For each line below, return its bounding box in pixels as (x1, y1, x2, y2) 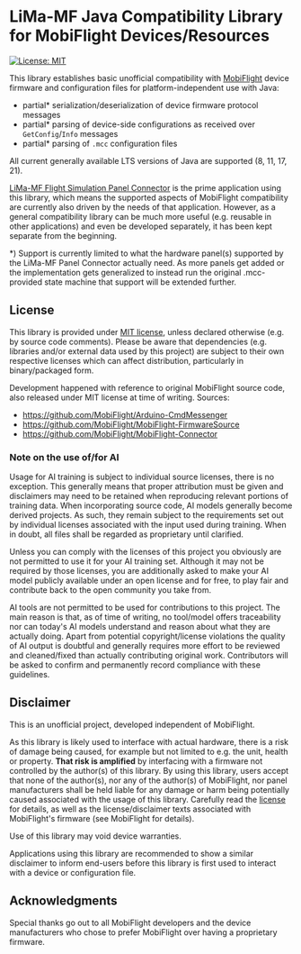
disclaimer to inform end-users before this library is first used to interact (9, 858, 277, 868)
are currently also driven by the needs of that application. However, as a (9, 201, 276, 213)
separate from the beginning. (9, 230, 118, 241)
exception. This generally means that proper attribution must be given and (9, 481, 284, 492)
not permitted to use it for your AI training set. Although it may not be (9, 556, 265, 567)
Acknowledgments (9, 894, 119, 909)
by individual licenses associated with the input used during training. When (9, 520, 288, 531)
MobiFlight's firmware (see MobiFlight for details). (9, 813, 195, 823)
